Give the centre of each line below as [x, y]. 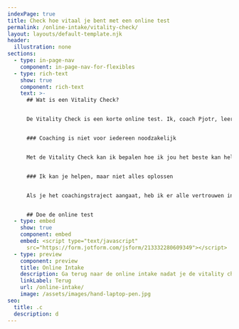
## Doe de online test [60, 214]
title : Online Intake [52, 268]
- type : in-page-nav [44, 61]
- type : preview [38, 254]
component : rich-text [52, 87]
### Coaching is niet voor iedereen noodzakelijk [101, 138]
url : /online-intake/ [52, 288]
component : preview [49, 261]
